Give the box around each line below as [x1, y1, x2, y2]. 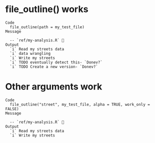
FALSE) [5, 106, 19, 111]
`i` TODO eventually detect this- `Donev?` [10, 59, 102, 65]
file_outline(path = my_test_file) [10, 24, 85, 30]
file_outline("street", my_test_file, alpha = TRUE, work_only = [10, 102, 150, 107]
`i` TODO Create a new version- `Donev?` [10, 64, 98, 69]
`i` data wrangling [10, 51, 51, 56]
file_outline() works [5, 4, 88, 15]
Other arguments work [5, 81, 102, 93]
